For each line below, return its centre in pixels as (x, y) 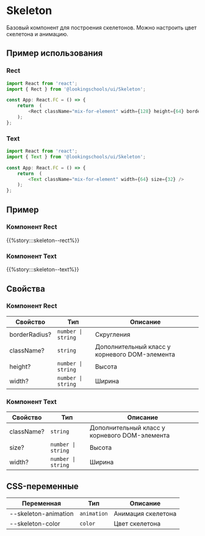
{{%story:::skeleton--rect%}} (43, 240)
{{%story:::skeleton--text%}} (43, 270)
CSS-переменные (43, 486)
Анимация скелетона (145, 513)
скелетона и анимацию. (38, 34)
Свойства (26, 289)
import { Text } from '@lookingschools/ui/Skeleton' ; (76, 156)
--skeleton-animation (42, 513)
